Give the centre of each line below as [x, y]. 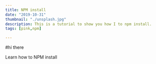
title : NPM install [26, 10]
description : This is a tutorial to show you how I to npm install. [79, 24]
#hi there [15, 47]
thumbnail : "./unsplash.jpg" [36, 19]
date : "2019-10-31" [26, 15]
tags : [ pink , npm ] [23, 29]
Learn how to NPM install [31, 57]
